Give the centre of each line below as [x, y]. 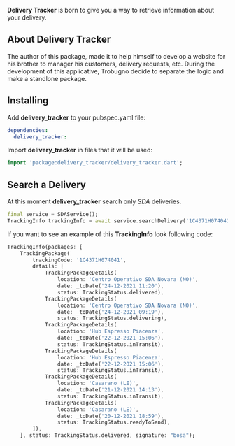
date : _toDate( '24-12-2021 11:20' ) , [111, 286]
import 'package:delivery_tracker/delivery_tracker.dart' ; [95, 163]
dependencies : [28, 130]
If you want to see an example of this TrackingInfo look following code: [110, 234]
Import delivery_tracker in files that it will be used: [80, 150]
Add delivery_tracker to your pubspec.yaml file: [76, 117]
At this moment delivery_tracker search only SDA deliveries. [94, 201]
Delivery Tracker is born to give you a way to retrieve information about [111, 10]
